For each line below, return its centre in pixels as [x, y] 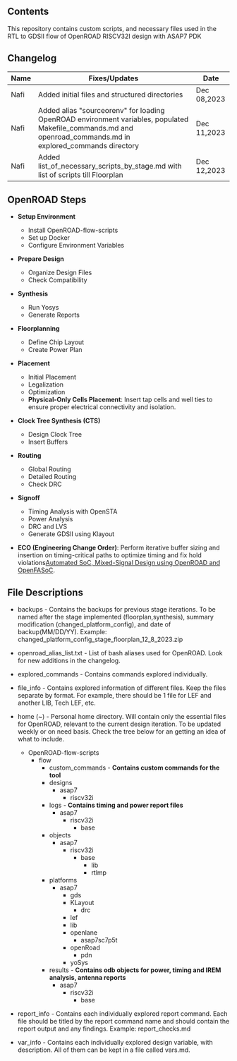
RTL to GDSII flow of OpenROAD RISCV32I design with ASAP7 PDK [104, 36]
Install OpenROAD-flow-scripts [73, 230]
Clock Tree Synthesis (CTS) [59, 421]
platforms [63, 880]
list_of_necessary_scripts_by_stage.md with [110, 166]
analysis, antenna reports [87, 978]
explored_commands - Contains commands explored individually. [113, 674]
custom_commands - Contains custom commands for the [134, 768]
